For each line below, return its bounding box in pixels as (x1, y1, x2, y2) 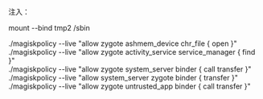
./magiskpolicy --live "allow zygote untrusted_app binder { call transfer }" (8, 81, 251, 91)
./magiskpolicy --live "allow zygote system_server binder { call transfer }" (8, 64, 252, 74)
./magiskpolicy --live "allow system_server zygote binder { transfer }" (8, 73, 239, 82)
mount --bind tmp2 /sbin (8, 23, 90, 32)
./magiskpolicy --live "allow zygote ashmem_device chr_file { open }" (8, 39, 237, 48)
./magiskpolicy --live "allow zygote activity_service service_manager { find (8, 47, 256, 56)
